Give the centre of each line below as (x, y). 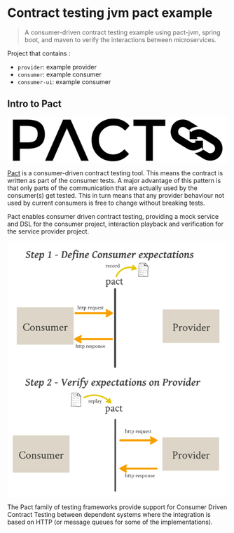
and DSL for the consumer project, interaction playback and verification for (116, 224)
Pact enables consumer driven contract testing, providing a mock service (113, 216)
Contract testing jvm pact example (110, 13)
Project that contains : (39, 53)
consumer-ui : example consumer (64, 81)
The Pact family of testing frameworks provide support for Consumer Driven (117, 507)
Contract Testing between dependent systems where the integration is (109, 514)
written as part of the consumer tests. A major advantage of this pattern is (114, 180)
